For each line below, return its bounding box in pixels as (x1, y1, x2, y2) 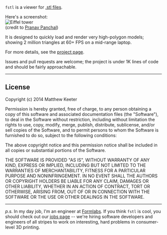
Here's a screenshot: (5, 14, 48, 19)
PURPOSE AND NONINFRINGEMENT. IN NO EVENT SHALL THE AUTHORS (5, 173, 158, 179)
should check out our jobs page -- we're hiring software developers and (5, 214, 153, 220)
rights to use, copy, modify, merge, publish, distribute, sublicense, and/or (5, 121, 155, 127)
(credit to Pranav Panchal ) (5, 24, 59, 30)
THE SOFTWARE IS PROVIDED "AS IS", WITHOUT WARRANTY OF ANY (5, 157, 150, 163)
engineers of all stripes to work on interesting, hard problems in (5, 219, 135, 225)
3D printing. (15, 224, 40, 230)
